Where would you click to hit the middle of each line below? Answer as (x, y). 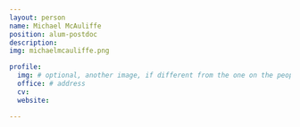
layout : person (37, 17)
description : (33, 42)
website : (33, 100)
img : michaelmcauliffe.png (59, 51)
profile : (25, 67)
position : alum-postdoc (54, 34)
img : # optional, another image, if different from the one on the (146, 76)
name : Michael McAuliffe (55, 26)
